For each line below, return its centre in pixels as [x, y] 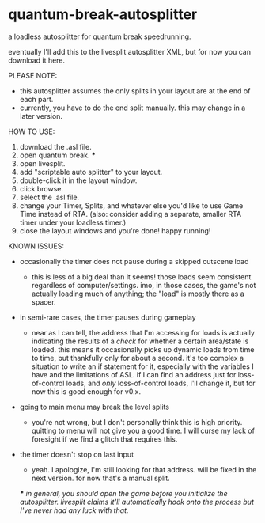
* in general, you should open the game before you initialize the [123, 493]
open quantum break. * [58, 155]
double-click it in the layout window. [78, 180]
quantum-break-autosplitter [103, 15]
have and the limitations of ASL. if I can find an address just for [134, 374]
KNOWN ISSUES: [36, 246]
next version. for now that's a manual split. [100, 478]
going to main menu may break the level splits [95, 407]
